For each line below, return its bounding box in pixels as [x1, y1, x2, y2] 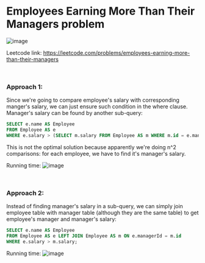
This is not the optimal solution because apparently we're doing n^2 [6, 143, 177, 150]
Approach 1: [6, 82, 43, 91]
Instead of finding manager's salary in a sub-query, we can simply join [6, 203, 183, 210]
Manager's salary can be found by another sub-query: [6, 110, 143, 117]
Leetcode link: [6, 49, 42, 56]
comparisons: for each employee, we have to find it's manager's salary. [6, 150, 186, 157]
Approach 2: [6, 189, 45, 197]
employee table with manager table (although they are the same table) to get [6, 209, 200, 217]
